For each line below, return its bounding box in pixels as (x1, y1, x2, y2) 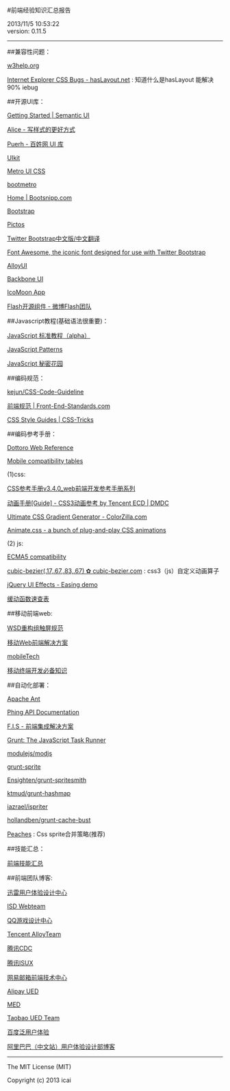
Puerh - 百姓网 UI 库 (7, 140, 64, 148)
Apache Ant (7, 695, 41, 703)
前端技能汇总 (7, 859, 43, 867)
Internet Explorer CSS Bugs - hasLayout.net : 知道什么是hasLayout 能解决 (7, 76, 214, 84)
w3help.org (7, 61, 40, 69)
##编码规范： (7, 374, 45, 382)
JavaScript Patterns (7, 346, 63, 353)
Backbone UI (7, 275, 44, 283)
